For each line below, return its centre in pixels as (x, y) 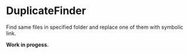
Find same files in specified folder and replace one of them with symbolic (95, 27)
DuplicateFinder (46, 11)
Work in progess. (27, 45)
